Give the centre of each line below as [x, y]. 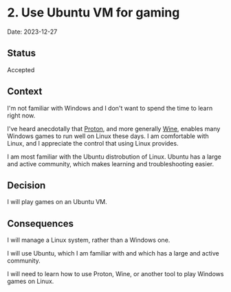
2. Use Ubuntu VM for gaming [93, 13]
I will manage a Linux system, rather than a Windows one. [89, 240]
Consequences [41, 224]
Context [25, 92]
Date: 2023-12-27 [32, 32]
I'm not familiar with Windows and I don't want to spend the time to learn [110, 108]
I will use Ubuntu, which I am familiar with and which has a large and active [113, 254]
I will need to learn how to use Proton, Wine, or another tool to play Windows [115, 274]
